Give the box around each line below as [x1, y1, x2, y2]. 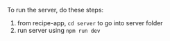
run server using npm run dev [17, 27, 101, 34]
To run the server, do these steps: [7, 6, 104, 14]
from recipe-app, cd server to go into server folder [17, 19, 163, 27]
